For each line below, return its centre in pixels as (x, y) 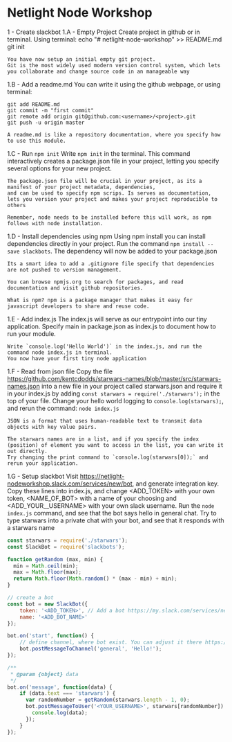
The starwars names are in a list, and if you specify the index (103, 439)
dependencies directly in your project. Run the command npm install (106, 243)
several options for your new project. (60, 168)
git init (16, 46)
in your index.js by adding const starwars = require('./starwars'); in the (114, 394)
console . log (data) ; (60, 713)
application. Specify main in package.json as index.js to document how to (112, 326)
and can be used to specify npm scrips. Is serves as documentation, (109, 193)
